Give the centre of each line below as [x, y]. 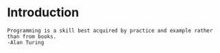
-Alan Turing [26, 42]
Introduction [43, 13]
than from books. [32, 36]
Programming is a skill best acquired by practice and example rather [110, 31]
